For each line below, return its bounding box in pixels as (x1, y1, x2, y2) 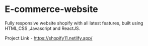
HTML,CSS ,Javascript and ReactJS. (5, 25, 81, 31)
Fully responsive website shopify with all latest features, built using (5, 20, 143, 26)
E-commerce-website (5, 3, 99, 15)
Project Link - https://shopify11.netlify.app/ (5, 35, 93, 41)
